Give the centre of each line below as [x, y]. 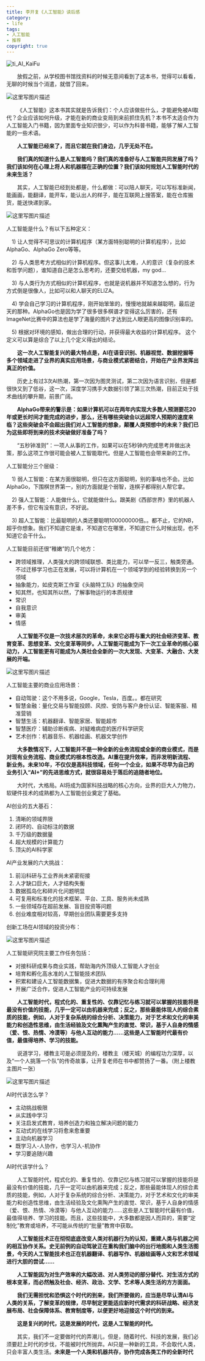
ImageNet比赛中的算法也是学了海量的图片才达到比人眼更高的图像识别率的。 [101, 319]
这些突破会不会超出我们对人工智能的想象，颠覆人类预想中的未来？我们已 [108, 424]
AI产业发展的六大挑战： [36, 862]
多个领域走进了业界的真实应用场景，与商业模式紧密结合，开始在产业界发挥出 [103, 360]
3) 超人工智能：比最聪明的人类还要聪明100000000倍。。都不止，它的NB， [104, 520]
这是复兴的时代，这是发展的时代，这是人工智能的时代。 [87, 1323]
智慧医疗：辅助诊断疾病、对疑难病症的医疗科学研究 [79, 728]
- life [15, 23]
